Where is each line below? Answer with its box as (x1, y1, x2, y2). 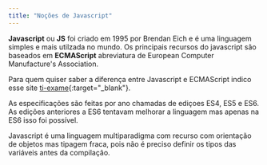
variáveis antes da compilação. (8, 147, 110, 157)
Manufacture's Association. (8, 59, 99, 69)
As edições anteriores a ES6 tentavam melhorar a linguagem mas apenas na (8, 107, 260, 116)
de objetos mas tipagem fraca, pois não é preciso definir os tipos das (8, 139, 237, 148)
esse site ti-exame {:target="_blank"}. (8, 83, 131, 92)
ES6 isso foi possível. (8, 115, 78, 124)
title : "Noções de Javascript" (8, 11, 113, 20)
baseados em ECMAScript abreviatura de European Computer (8, 50, 214, 60)
